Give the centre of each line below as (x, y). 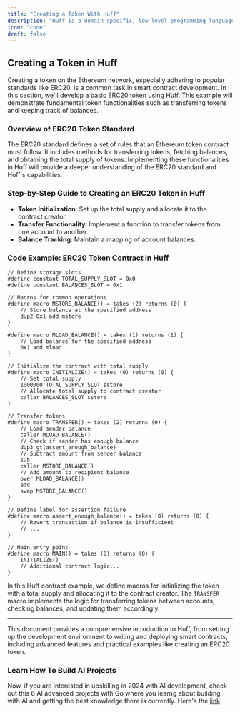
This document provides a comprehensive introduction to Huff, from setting (119, 628)
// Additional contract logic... (70, 566)
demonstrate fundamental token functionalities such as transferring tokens (117, 103)
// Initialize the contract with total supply (78, 366)
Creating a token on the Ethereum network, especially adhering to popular (116, 80)
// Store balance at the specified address (86, 310)
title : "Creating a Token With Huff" (64, 14)
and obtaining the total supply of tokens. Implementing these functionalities (118, 160)
